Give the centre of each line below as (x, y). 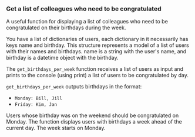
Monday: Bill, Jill (38, 98)
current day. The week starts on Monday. (56, 128)
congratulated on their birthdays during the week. (66, 28)
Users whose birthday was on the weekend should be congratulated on (93, 115)
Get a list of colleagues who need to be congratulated (84, 9)
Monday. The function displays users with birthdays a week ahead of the (94, 122)
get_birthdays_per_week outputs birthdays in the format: (74, 87)
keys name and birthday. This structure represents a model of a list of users (97, 45)
